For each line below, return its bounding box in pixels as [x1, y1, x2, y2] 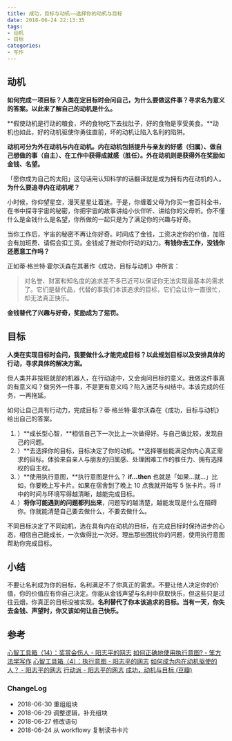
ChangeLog [7, 684, 47, 693]
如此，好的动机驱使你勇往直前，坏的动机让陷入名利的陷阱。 [19, 127, 188, 136]
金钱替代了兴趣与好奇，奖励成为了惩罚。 [7, 309, 122, 317]
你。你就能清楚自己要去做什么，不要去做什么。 [17, 506, 151, 515]
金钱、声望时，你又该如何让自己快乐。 [12, 607, 122, 615]
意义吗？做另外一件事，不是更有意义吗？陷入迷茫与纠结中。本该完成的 [19, 382, 219, 391]
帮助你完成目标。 [7, 539, 56, 547]
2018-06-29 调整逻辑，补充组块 [17, 708, 108, 717]
